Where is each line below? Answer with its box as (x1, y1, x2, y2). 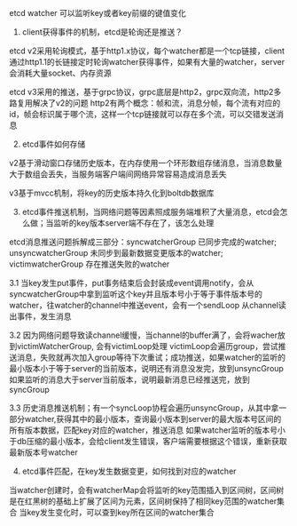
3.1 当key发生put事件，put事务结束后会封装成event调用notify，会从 (9, 278, 254, 288)
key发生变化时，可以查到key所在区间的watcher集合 (26, 507, 215, 517)
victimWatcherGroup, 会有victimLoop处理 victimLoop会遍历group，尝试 (16, 341, 278, 351)
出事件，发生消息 (9, 311, 72, 322)
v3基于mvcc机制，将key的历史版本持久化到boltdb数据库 (9, 187, 215, 198)
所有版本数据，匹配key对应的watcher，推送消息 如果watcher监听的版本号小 (9, 425, 286, 435)
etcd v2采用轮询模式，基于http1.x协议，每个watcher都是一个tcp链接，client (9, 45, 285, 56)
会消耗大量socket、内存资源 (9, 68, 112, 78)
